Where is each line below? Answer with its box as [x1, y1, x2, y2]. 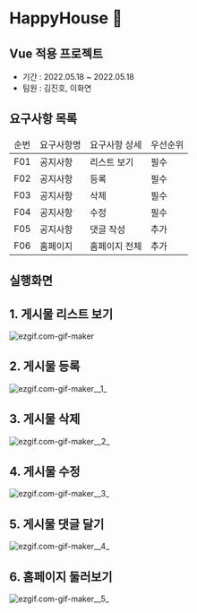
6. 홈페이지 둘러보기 [9, 569, 113, 584]
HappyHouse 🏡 [9, 8, 123, 29]
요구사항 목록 [9, 111, 78, 126]
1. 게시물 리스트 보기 [9, 306, 114, 322]
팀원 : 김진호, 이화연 [21, 82, 92, 93]
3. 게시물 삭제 [9, 411, 81, 427]
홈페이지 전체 [89, 239, 142, 252]
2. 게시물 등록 [9, 358, 81, 375]
